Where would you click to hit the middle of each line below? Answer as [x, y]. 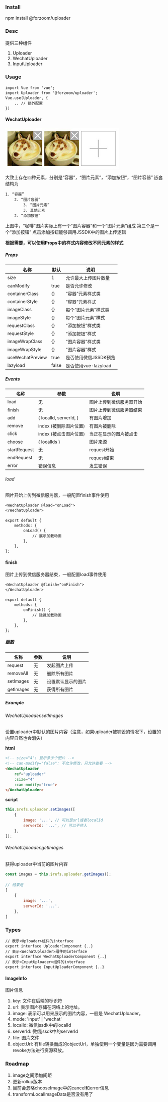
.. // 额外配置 [29, 103]
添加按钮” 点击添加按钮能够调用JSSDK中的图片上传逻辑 [69, 232]
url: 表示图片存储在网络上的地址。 [47, 1007]
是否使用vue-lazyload [89, 365]
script [12, 800]
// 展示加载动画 [47, 536]
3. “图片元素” [36, 205]
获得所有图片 [60, 689]
